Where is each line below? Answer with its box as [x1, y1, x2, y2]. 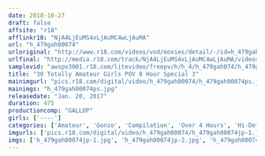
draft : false [8, 19, 51, 27]
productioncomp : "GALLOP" [8, 107, 93, 115]
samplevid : [8, 63, 44, 71]
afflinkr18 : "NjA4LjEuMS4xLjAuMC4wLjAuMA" [8, 33, 150, 42]
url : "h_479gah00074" [8, 41, 80, 49]
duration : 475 [8, 99, 55, 107]
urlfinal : [8, 56, 41, 64]
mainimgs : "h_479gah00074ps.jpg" [8, 84, 118, 93]
